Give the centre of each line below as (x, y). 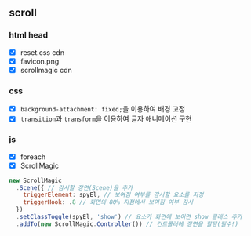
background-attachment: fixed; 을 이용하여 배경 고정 (103, 109)
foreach (33, 157)
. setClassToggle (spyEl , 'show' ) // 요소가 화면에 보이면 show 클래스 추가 (129, 217)
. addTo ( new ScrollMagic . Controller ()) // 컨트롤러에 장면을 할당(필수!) (127, 224)
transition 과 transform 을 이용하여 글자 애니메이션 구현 (106, 119)
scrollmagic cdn (46, 70)
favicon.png (40, 61)
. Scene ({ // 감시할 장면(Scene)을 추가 (75, 187)
